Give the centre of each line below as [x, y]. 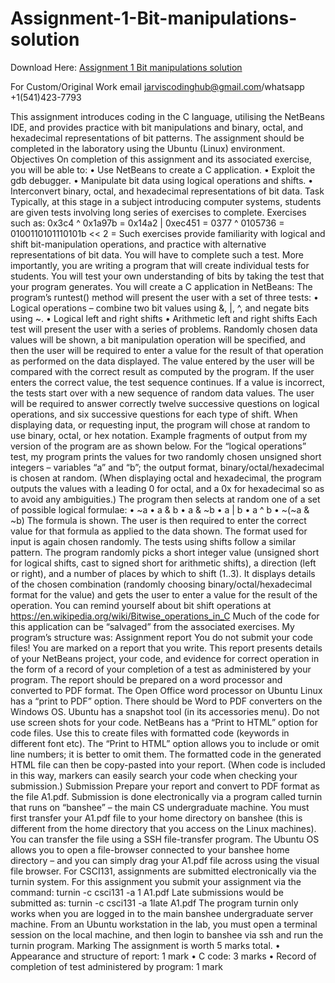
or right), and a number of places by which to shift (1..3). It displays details [163, 573]
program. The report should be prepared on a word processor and [146, 679]
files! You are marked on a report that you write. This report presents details [166, 648]
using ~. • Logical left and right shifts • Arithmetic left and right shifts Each [164, 318]
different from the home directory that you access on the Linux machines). [163, 828]
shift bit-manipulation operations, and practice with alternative [138, 244]
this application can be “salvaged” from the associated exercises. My [152, 626]
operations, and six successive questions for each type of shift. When [154, 414]
